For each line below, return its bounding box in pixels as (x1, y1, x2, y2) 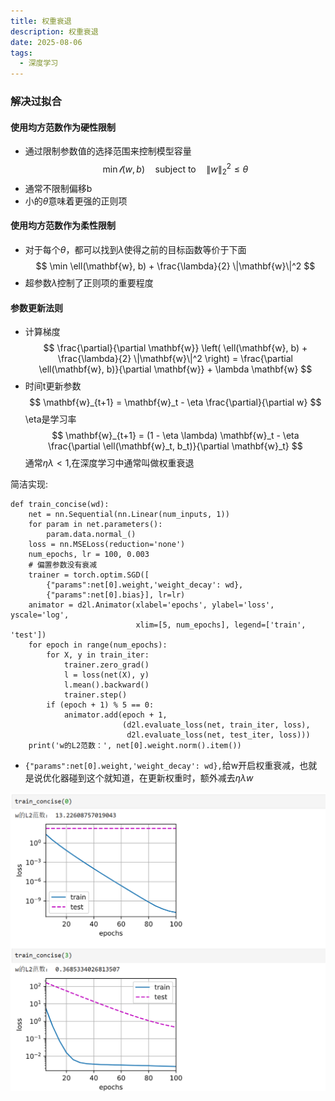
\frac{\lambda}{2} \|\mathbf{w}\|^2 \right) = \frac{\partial (57, 353, 293, 365)
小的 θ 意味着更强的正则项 (24, 195, 128, 207)
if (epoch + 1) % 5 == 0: (46, 700, 155, 710)
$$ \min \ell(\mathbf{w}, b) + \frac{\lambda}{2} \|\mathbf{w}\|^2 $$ (35, 260, 316, 272)
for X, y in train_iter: (46, 650, 150, 660)
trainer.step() (63, 690, 128, 700)
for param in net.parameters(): (28, 520, 163, 530)
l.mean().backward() (63, 680, 150, 690)
